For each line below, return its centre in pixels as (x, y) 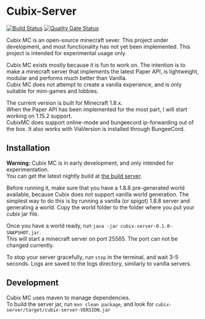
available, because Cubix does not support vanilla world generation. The (98, 194)
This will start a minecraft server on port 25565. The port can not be (92, 238)
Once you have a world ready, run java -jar (62, 225)
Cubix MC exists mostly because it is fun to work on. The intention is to (96, 65)
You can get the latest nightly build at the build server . (74, 176)
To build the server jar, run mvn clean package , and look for (80, 304)
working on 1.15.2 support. (39, 116)
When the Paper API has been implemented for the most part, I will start (97, 109)
